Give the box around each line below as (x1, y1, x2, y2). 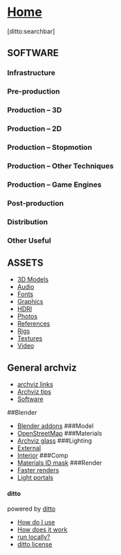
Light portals (17, 473, 54, 482)
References (17, 320, 50, 328)
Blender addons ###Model (17, 422, 94, 430)
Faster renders (17, 466, 59, 475)
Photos (17, 312, 38, 321)
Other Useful (7, 235, 52, 245)
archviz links (17, 380, 53, 388)
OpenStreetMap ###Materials (17, 429, 102, 438)
